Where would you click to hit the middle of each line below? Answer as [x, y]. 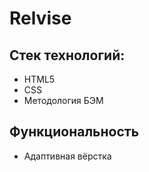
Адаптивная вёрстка [67, 156]
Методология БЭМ [63, 100]
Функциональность [74, 132]
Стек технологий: [67, 55]
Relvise [40, 18]
